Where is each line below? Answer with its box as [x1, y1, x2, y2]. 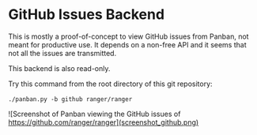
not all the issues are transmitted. [8, 48, 117, 58]
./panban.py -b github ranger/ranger [8, 95, 133, 103]
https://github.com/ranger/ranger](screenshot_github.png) [8, 117, 199, 127]
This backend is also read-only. [8, 63, 111, 73]
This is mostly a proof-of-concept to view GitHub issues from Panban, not [8, 32, 249, 41]
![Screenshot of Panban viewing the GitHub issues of [8, 109, 181, 118]
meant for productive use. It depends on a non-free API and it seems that [8, 39, 247, 49]
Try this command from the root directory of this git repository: [8, 79, 213, 88]
